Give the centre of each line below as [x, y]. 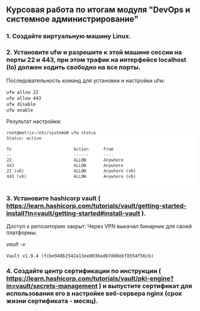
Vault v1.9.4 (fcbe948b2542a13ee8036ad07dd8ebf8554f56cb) [80, 256]
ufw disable [21, 104]
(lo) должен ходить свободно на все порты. [73, 67]
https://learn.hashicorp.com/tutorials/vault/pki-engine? [90, 279]
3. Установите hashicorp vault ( [53, 198]
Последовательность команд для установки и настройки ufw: [86, 80]
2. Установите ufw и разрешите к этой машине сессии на [94, 52]
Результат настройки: [34, 121]
